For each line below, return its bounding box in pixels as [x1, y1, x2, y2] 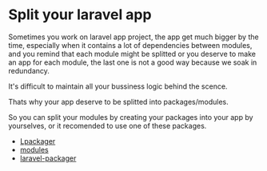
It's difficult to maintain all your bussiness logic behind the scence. [8, 82, 228, 91]
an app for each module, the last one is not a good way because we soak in [8, 58, 257, 67]
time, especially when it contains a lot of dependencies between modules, [8, 40, 253, 50]
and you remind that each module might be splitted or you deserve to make [8, 49, 256, 58]
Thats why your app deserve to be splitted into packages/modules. [8, 97, 229, 106]
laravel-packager [19, 153, 77, 163]
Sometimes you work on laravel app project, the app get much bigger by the [8, 32, 259, 42]
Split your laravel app [8, 6, 152, 24]
